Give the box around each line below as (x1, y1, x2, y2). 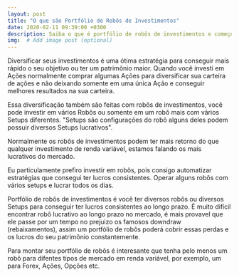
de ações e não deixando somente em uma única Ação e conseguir (7, 79, 205, 88)
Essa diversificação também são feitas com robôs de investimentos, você (7, 100, 223, 109)
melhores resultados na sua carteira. (7, 87, 115, 95)
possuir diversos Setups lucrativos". (7, 123, 113, 132)
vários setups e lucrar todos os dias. (7, 181, 114, 189)
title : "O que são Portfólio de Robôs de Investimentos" (7, 17, 180, 24)
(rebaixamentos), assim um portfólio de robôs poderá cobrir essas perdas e (7, 225, 229, 234)
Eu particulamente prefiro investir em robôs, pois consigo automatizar (7, 166, 212, 174)
